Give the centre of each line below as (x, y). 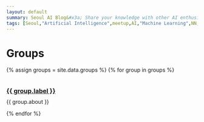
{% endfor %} (24, 114)
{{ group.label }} (31, 91)
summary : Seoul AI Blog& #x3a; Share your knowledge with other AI (92, 18)
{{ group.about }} (28, 102)
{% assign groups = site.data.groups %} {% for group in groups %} (90, 70)
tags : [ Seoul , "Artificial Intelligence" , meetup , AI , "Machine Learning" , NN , (103, 23)
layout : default (27, 12)
